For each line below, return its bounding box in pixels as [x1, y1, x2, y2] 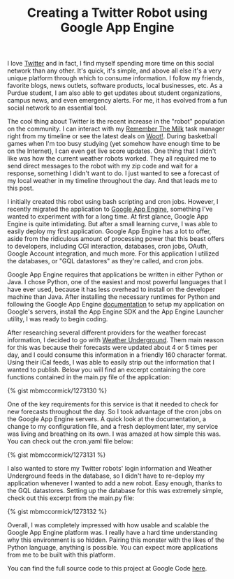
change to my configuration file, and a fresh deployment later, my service [7, 423, 219, 431]
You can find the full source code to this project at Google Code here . [7, 564, 207, 573]
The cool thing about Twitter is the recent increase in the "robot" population [7, 117, 225, 126]
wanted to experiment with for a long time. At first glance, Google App [7, 212, 209, 221]
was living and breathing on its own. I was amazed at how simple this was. [7, 430, 221, 438]
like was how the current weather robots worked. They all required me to [7, 154, 217, 163]
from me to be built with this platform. [7, 550, 116, 559]
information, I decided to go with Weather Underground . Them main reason [7, 336, 224, 344]
